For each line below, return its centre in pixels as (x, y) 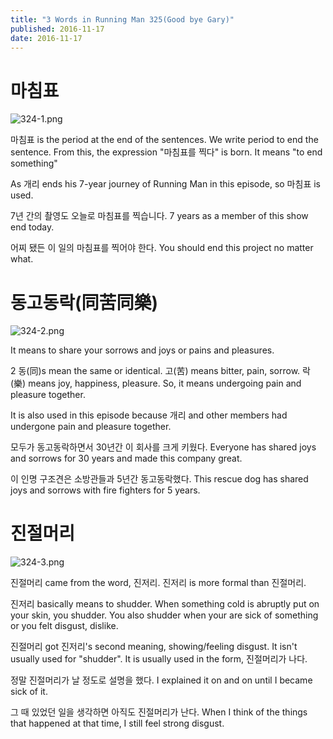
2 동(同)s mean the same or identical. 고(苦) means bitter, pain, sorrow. (155, 371)
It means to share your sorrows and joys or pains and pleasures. (142, 350)
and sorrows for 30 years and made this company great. (126, 458)
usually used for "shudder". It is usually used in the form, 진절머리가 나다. (159, 659)
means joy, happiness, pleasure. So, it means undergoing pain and (165, 383)
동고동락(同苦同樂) (84, 302)
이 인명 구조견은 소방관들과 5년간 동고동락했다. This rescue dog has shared (159, 479)
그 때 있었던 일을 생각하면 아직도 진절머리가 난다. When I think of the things (159, 712)
